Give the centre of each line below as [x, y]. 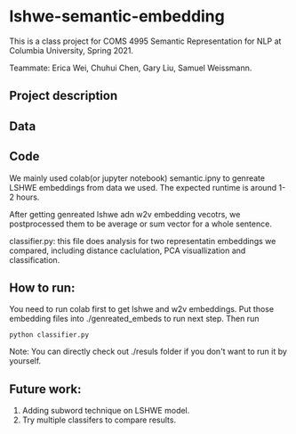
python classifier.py [49, 335]
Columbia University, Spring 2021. [72, 50]
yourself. [25, 361]
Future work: [45, 389]
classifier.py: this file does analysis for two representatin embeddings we [143, 241]
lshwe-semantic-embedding [117, 16]
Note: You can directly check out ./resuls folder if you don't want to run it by [148, 352]
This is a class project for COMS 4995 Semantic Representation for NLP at [145, 41]
